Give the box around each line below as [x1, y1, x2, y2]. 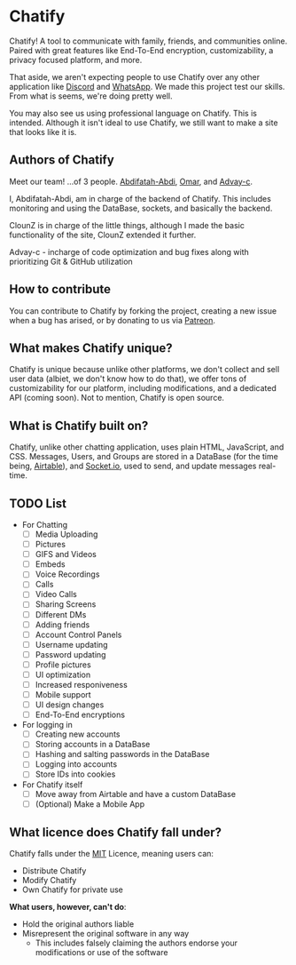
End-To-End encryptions [35, 709, 126, 721]
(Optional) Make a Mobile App [35, 798, 144, 809]
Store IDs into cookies [35, 769, 116, 779]
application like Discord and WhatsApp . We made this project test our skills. [9, 81, 285, 92]
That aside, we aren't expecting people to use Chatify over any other [9, 71, 260, 82]
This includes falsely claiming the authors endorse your [35, 937, 238, 948]
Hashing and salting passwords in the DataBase [35, 749, 210, 760]
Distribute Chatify [21, 865, 87, 876]
